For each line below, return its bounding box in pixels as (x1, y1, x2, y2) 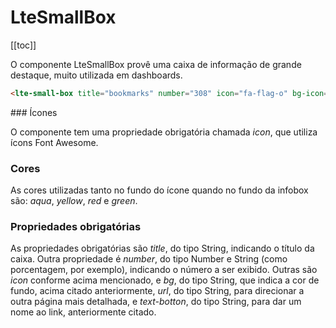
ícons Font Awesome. (10, 136, 99, 148)
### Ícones (10, 106, 58, 118)
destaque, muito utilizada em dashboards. (10, 69, 183, 81)
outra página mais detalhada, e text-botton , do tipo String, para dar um (10, 296, 302, 308)
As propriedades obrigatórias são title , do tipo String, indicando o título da (10, 242, 315, 255)
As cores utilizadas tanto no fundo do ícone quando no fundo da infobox (10, 184, 309, 196)
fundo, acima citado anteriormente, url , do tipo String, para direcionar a (10, 285, 305, 297)
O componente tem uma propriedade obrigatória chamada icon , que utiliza (10, 126, 318, 138)
